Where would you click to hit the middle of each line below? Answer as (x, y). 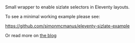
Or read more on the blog (31, 35)
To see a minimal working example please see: (53, 16)
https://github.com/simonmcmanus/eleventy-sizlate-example (67, 26)
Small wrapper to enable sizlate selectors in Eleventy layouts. (67, 7)
